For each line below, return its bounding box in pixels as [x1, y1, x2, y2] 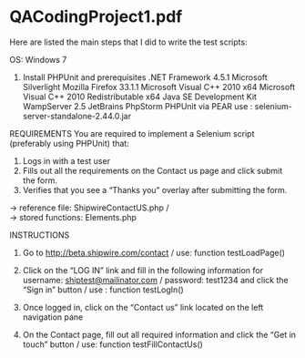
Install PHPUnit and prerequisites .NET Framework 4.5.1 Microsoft [22, 71, 269, 83]
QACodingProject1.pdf [9, 6, 183, 27]
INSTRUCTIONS [9, 230, 70, 240]
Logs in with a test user [22, 155, 111, 166]
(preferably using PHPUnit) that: [9, 138, 129, 148]
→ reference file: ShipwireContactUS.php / [9, 202, 169, 213]
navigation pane [22, 312, 84, 322]
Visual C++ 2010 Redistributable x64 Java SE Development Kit [22, 91, 258, 102]
